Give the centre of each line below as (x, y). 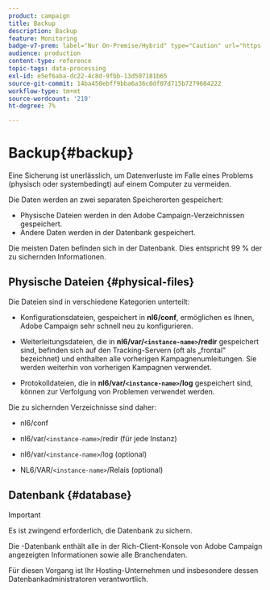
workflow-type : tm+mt (45, 91)
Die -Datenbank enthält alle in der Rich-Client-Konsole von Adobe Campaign (135, 546)
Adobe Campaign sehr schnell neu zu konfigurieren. (106, 326)
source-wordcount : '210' (50, 99)
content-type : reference (50, 61)
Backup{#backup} (71, 153)
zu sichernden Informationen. (57, 257)
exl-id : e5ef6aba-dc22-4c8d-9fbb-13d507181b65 (88, 76)
